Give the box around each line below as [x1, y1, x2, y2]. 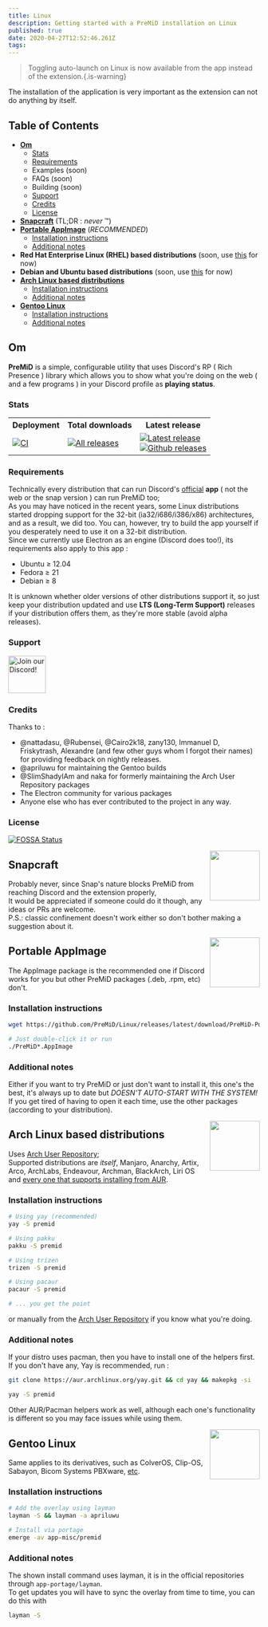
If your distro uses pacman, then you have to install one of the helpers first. [8, 1353, 255, 1362]
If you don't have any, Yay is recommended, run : [8, 1361, 170, 1370]
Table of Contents [8, 119, 100, 132]
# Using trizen [8, 1256, 59, 1264]
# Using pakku [8, 1234, 56, 1243]
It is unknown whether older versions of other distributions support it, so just [8, 592, 260, 601]
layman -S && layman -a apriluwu [8, 1512, 120, 1520]
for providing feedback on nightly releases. [19, 754, 162, 764]
